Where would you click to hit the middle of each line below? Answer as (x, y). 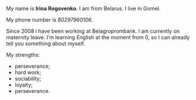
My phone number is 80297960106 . (50, 20)
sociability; (28, 79)
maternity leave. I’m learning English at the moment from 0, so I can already (98, 37)
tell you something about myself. (46, 44)
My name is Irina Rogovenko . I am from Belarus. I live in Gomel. (84, 8)
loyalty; (24, 85)
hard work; (28, 72)
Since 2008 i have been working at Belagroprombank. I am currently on (93, 31)
